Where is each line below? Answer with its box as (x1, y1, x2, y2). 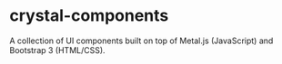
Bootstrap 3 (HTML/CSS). (9, 44, 106, 55)
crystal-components (9, 5, 169, 26)
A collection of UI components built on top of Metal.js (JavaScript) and (9, 35, 274, 46)
